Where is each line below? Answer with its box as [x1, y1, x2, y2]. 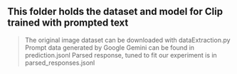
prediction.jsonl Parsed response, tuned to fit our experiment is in [24, 51, 217, 59]
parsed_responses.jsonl [24, 58, 95, 67]
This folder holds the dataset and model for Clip [7, 6, 223, 18]
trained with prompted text [7, 17, 129, 29]
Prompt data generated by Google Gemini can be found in [24, 43, 194, 52]
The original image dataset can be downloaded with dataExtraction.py [24, 36, 231, 44]
